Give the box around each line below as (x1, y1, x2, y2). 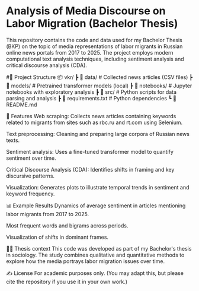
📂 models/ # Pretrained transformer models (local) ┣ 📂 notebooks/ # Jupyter (6, 82, 192, 89)
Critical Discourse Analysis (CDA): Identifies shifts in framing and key (6, 166, 175, 173)
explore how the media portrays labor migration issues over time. (6, 257, 165, 265)
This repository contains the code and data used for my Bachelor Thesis (6, 36, 182, 43)
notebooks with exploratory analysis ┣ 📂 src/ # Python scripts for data (6, 88, 176, 96)
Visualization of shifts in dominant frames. (6, 233, 108, 241)
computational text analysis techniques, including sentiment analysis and (6, 55, 185, 62)
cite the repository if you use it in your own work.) (6, 278, 128, 285)
